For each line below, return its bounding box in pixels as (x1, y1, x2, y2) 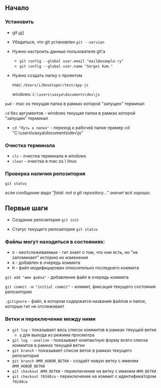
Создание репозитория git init (12, 217, 79, 223)
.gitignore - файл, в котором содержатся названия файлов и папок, (5, 299, 146, 304)
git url (12, 29, 24, 35)
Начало (5, 4, 29, 12)
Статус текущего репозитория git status (12, 226, 98, 232)
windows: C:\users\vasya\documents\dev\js (12, 91, 100, 97)
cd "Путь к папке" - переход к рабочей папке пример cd (12, 124, 130, 130)
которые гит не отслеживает (5, 303, 64, 309)
